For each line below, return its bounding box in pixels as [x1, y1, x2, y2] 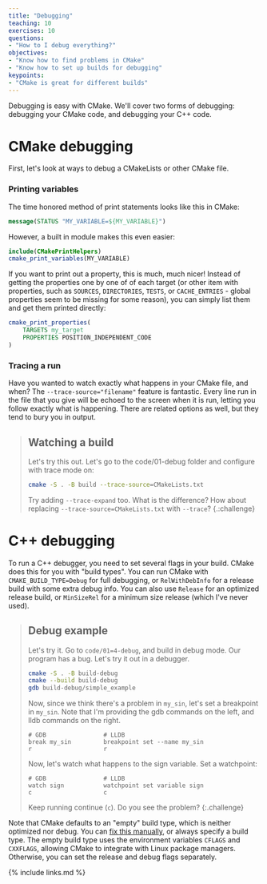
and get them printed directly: [8, 303, 106, 313]
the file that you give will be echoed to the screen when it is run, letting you [8, 396, 256, 405]
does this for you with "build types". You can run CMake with [8, 566, 209, 577]
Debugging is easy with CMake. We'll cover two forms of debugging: [8, 101, 235, 110]
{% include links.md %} [8, 868, 86, 878]
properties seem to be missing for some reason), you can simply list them [8, 295, 250, 304]
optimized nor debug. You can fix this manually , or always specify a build [8, 826, 249, 837]
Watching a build [27, 436, 114, 449]
